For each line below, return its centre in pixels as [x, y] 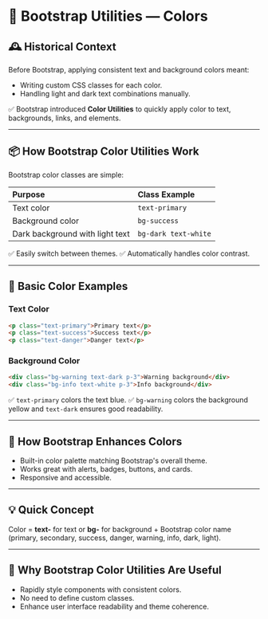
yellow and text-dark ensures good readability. [86, 409]
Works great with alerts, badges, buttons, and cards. [106, 468]
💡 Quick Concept [51, 510]
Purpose [29, 194]
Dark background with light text [71, 233]
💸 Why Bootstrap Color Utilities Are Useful [115, 570]
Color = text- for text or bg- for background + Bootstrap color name [120, 529]
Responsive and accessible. [65, 477]
